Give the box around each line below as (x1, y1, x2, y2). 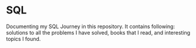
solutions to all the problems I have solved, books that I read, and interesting (6, 29, 191, 36)
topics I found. (6, 35, 41, 42)
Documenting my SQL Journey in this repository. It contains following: (6, 23, 175, 30)
